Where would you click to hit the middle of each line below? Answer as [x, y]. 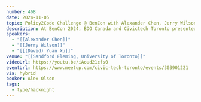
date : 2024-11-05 [28, 17]
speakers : [19, 34]
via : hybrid [21, 73]
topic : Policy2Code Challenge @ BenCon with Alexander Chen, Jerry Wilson [101, 23]
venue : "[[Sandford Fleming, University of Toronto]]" [76, 56]
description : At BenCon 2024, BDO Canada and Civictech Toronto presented [101, 28]
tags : [13, 85]
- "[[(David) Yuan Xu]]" [42, 51]
